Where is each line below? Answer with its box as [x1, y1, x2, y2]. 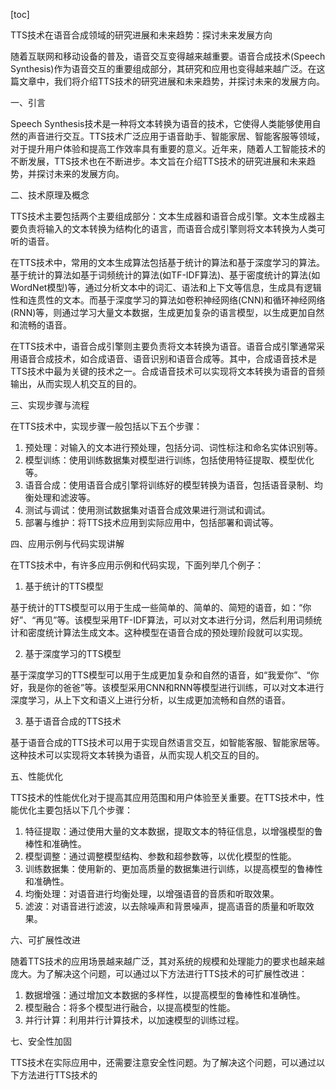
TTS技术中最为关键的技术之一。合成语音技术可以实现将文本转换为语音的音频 [10, 365, 326, 377]
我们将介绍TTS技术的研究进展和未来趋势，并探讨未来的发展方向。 [53, 75, 326, 87]
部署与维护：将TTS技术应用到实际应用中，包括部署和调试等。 [24, 517, 279, 528]
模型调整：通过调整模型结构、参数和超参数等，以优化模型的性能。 [24, 850, 297, 862]
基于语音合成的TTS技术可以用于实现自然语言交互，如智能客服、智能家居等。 [10, 737, 326, 748]
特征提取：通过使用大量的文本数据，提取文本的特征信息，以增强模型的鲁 [24, 825, 323, 837]
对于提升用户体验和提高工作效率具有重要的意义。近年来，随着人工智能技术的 [10, 143, 326, 154]
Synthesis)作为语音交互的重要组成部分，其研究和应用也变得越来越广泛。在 [10, 63, 317, 74]
